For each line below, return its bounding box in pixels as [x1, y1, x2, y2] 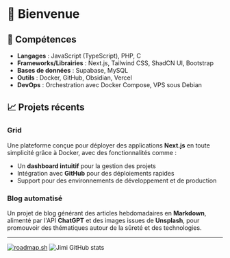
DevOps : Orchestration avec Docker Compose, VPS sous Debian [16, 81, 202, 89]
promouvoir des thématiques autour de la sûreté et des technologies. [7, 223, 202, 232]
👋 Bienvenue [7, 6, 80, 22]
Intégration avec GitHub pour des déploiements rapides [16, 169, 175, 177]
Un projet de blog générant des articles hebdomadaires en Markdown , [7, 209, 207, 217]
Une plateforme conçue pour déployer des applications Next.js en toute [7, 141, 210, 150]
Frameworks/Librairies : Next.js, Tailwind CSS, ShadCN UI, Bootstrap [16, 59, 214, 67]
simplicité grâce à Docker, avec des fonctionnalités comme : [7, 148, 177, 156]
